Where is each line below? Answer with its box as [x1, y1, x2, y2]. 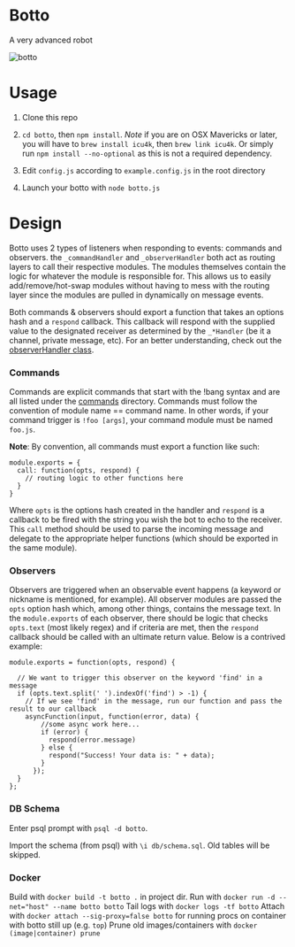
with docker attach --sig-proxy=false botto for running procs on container [9, 911, 287, 920]
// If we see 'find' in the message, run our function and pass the [25, 697, 283, 706]
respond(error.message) [48, 735, 137, 744]
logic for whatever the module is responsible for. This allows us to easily [9, 271, 272, 281]
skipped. [9, 849, 42, 859]
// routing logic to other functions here [25, 474, 184, 483]
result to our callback [9, 704, 97, 713]
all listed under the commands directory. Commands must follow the [9, 396, 258, 407]
